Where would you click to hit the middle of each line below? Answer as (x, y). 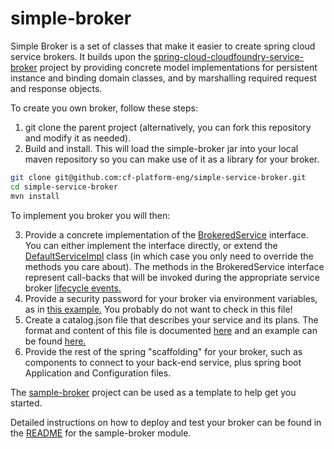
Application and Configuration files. (98, 373)
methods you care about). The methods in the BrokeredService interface (174, 266)
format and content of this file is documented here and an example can (171, 330)
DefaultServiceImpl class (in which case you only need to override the (169, 256)
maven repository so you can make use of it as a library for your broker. (172, 159)
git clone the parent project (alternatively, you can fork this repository (168, 127)
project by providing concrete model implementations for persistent (178, 67)
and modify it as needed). (78, 138)
